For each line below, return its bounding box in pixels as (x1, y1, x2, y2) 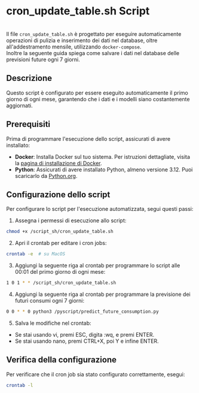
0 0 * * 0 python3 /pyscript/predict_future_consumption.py (6, 309, 160, 315)
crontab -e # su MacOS (6, 251, 66, 257)
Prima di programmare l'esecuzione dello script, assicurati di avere (6, 135, 171, 142)
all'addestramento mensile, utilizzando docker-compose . (6, 43, 142, 50)
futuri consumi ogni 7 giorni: (14, 297, 85, 304)
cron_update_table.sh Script (6, 4, 150, 18)
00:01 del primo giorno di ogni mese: (14, 268, 106, 276)
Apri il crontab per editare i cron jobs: (14, 240, 107, 247)
